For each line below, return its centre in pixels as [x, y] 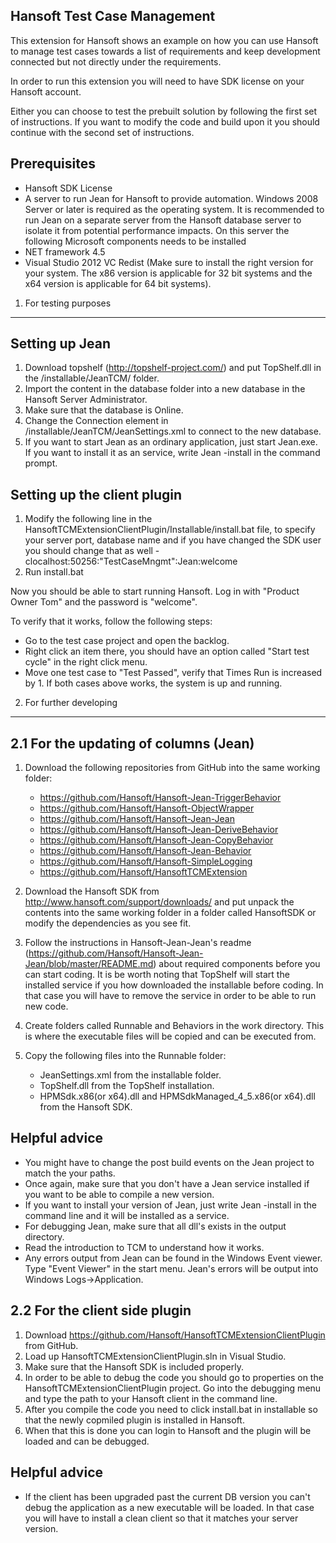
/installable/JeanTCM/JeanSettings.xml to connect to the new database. [173, 431]
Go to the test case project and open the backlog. [127, 641]
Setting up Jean [60, 344]
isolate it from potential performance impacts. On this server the [157, 230]
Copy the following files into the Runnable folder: [125, 1056]
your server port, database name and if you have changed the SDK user [173, 540]
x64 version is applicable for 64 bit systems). [118, 283]
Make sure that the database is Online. [104, 410]
